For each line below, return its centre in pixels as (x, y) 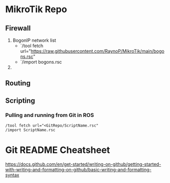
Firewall (18, 28)
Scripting (20, 100)
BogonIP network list (34, 40)
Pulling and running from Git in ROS (50, 115)
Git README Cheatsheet (58, 150)
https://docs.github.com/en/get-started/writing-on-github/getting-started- (83, 164)
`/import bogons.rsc (41, 62)
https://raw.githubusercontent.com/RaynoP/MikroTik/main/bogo (98, 51)
